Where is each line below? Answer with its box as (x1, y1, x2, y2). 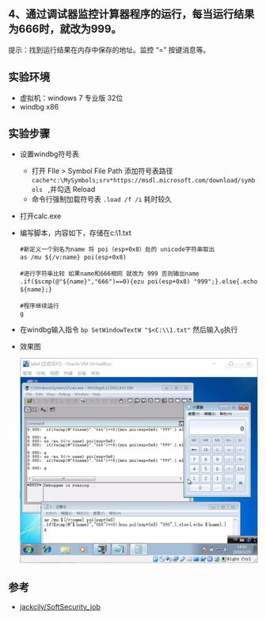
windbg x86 (19, 102, 59, 111)
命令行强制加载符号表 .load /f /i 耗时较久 (31, 194, 173, 204)
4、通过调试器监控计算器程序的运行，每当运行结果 (8, 7, 255, 21)
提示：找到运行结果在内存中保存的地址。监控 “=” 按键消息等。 (8, 44, 211, 54)
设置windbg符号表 (19, 149, 79, 159)
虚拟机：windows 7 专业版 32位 (19, 93, 123, 102)
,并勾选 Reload (47, 185, 96, 194)
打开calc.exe (19, 211, 62, 221)
